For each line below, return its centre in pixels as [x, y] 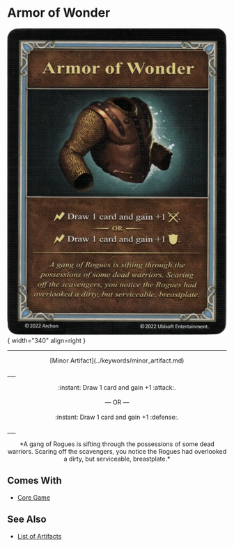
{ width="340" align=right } [47, 340]
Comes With [35, 481]
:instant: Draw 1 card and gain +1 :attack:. [117, 387]
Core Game [34, 497]
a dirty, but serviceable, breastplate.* [117, 459]
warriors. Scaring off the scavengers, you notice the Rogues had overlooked [117, 451]
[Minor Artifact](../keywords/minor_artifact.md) [117, 360]
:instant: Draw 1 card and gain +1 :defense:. [117, 417]
